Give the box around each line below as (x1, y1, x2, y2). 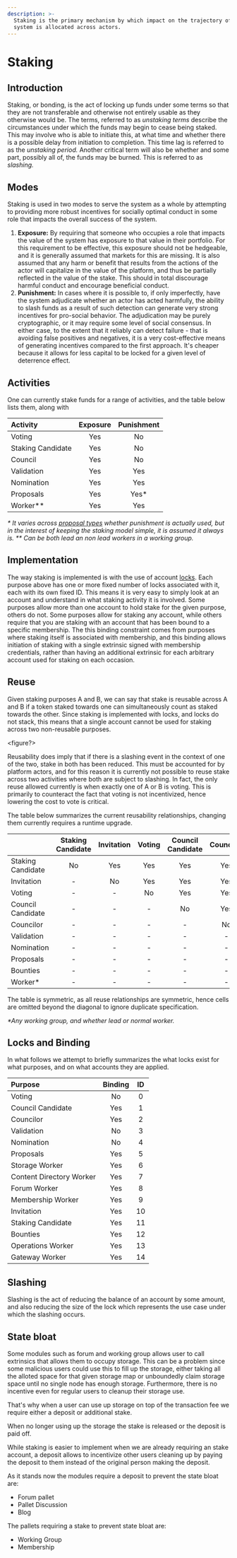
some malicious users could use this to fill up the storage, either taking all (7, 1364, 221, 1373)
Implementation (7, 554, 79, 566)
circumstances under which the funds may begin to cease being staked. (7, 123, 217, 131)
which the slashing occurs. (7, 1310, 86, 1318)
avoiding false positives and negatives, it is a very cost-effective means (17, 334, 226, 343)
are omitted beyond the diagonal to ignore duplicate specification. (7, 1003, 199, 1011)
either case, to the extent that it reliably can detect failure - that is (17, 326, 208, 335)
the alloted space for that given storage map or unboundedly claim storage (7, 1372, 225, 1381)
